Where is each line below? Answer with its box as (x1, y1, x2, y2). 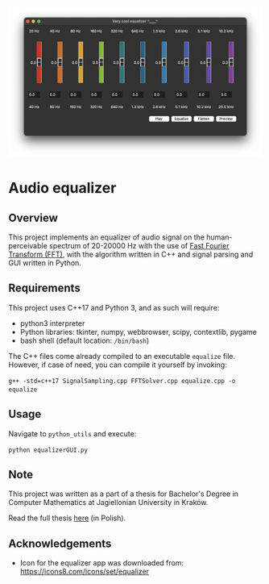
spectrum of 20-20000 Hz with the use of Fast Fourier (49, 240, 230, 250)
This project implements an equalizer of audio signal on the (8, 232, 205, 242)
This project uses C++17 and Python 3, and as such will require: (8, 302, 220, 312)
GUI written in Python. (8, 257, 82, 268)
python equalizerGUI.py (8, 446, 89, 454)
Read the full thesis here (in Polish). (8, 513, 126, 523)
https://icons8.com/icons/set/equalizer (19, 567, 150, 577)
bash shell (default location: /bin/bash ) (19, 336, 150, 345)
